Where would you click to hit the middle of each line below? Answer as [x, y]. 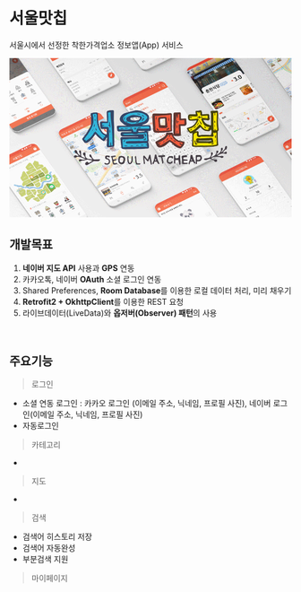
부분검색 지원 [45, 559]
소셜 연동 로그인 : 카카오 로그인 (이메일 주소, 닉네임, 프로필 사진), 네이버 [146, 404]
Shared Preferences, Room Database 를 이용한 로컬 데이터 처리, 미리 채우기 [157, 290]
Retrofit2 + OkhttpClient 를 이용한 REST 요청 [103, 301]
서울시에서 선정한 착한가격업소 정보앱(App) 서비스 [96, 45]
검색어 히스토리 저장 [57, 537]
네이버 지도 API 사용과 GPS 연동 [78, 268]
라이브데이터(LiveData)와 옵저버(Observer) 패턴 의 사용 [120, 313]
